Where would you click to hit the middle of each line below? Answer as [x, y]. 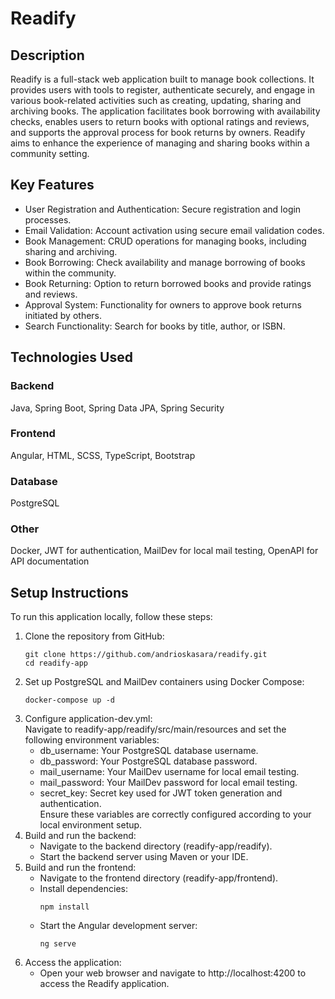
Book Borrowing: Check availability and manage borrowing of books [165, 262]
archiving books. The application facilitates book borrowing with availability [165, 111]
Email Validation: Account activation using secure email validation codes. [174, 230]
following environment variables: [92, 740]
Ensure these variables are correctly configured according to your [175, 814]
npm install [64, 907]
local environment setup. [91, 825]
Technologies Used [71, 357]
